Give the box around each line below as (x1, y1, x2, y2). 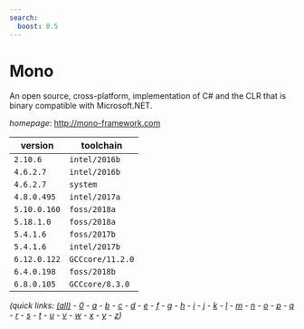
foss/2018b (69, 266, 116, 277)
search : (9, 13, 39, 23)
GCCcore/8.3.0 (69, 279, 130, 290)
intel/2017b (69, 242, 120, 252)
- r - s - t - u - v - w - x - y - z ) (9, 310, 122, 321)
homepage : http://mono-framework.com (9, 118, 161, 129)
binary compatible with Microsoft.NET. (9, 101, 153, 111)
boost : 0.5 (17, 22, 59, 31)
